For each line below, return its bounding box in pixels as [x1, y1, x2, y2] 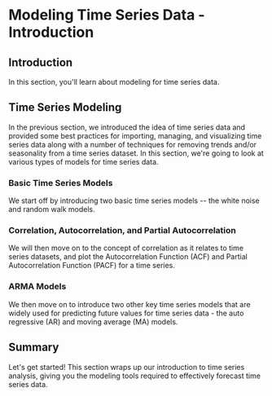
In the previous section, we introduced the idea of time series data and [8, 122, 246, 132]
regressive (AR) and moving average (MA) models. [8, 316, 178, 327]
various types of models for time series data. [8, 156, 159, 166]
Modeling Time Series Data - [8, 6, 205, 24]
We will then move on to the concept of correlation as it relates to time [8, 243, 244, 253]
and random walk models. [8, 205, 95, 214]
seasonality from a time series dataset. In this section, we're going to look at [8, 148, 265, 158]
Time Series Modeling [8, 100, 122, 115]
